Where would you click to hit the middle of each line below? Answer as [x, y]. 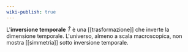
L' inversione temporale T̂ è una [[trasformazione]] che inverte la [88, 29]
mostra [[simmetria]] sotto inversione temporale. [67, 42]
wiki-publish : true [31, 12]
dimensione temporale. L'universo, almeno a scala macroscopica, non [94, 36]
